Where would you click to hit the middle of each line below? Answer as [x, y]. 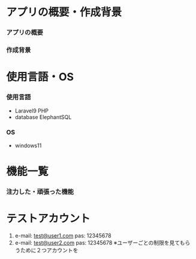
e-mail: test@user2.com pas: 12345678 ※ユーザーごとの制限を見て [97, 242]
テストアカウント [49, 219]
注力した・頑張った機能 [40, 191]
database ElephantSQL [43, 117]
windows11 [28, 145]
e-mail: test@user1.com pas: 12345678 [63, 235]
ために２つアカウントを [49, 250]
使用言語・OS [40, 77]
